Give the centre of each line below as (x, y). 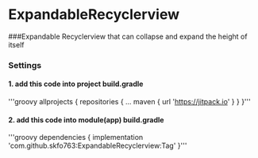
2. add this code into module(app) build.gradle (86, 119)
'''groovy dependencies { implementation (76, 137)
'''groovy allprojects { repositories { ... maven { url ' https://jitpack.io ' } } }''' (130, 102)
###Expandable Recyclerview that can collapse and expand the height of (128, 36)
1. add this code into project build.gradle (76, 84)
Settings (25, 65)
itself (16, 44)
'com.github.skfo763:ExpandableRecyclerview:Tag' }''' (98, 146)
